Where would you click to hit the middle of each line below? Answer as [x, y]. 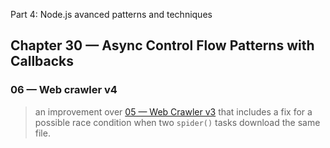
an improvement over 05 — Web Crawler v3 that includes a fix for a [173, 111]
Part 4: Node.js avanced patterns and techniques [111, 14]
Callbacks [42, 61]
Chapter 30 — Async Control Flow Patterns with [162, 45]
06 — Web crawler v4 [64, 90]
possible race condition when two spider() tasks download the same [177, 122]
